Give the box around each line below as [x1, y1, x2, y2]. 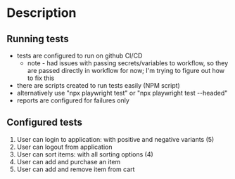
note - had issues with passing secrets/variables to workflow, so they [27, 59, 229, 67]
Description [6, 5, 77, 21]
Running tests [6, 33, 70, 45]
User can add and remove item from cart [16, 165, 135, 173]
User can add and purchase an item [16, 157, 121, 166]
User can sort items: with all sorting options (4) [16, 150, 154, 159]
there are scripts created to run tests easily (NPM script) [16, 81, 180, 89]
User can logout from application [16, 142, 113, 151]
